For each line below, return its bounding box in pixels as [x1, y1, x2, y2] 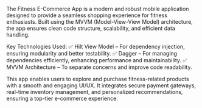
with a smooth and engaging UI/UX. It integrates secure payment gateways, [6, 82, 197, 89]
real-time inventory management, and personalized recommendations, [6, 88, 183, 95]
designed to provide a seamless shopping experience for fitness [6, 12, 168, 19]
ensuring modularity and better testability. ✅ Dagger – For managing [6, 50, 178, 57]
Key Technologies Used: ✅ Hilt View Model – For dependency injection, [6, 43, 185, 50]
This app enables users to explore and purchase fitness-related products [6, 76, 190, 82]
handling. [6, 31, 30, 38]
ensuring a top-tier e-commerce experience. [6, 95, 119, 102]
